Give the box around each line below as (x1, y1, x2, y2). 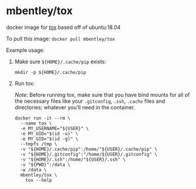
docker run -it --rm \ (14, 115, 71, 121)
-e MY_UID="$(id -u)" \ (20, 131, 78, 136)
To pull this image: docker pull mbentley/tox (6, 35, 115, 42)
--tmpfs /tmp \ (20, 141, 58, 147)
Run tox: (14, 80, 35, 87)
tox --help (25, 177, 52, 183)
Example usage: (6, 46, 45, 54)
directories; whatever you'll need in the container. (14, 103, 135, 110)
